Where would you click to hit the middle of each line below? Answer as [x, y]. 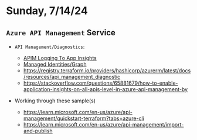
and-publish [38, 131]
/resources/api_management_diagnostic [72, 77]
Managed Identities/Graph [55, 64]
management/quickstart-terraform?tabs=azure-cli [84, 118]
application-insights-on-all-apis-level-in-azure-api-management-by [106, 89]
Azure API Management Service [61, 33]
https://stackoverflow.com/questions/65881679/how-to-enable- [101, 83]
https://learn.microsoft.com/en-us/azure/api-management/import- [103, 124]
